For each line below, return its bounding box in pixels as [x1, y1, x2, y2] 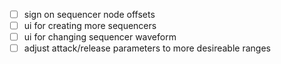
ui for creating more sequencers [23, 20, 157, 32]
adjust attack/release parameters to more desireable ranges [23, 42, 271, 54]
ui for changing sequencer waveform [23, 31, 177, 43]
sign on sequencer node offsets [23, 9, 156, 20]
